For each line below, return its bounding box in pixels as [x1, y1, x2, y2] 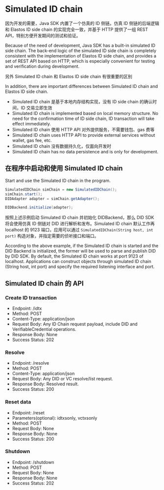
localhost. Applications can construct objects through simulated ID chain [5, 259, 152, 264]
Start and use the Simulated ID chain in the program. [5, 177, 111, 183]
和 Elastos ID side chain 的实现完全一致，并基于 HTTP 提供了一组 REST [5, 26, 148, 32]
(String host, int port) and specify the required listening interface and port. [5, 264, 155, 270]
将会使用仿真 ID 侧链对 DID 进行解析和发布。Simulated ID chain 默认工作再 [5, 221, 155, 227]
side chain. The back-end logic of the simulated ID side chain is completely [5, 48, 157, 54]
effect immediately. [12, 120, 51, 126]
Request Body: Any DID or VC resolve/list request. [12, 376, 114, 382]
